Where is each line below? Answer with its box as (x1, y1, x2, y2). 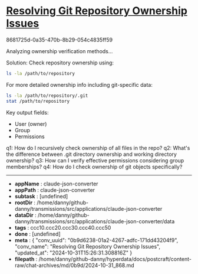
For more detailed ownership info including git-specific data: (6, 81, 153, 88)
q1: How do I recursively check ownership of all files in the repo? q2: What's (6, 144, 190, 151)
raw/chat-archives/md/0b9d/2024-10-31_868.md (14, 262, 134, 269)
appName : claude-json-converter (14, 180, 98, 187)
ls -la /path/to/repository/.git (6, 93, 88, 99)
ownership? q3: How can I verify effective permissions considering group (6, 156, 184, 164)
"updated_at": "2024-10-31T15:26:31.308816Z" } (14, 249, 133, 256)
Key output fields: (6, 109, 49, 116)
